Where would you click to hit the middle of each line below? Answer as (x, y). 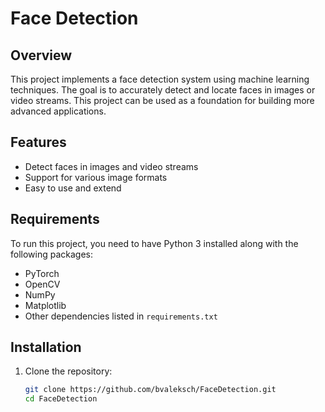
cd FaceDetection (61, 399)
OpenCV (42, 284)
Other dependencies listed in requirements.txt (121, 316)
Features (38, 142)
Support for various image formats (96, 177)
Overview (41, 55)
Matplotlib (45, 305)
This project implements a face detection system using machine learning (160, 79)
